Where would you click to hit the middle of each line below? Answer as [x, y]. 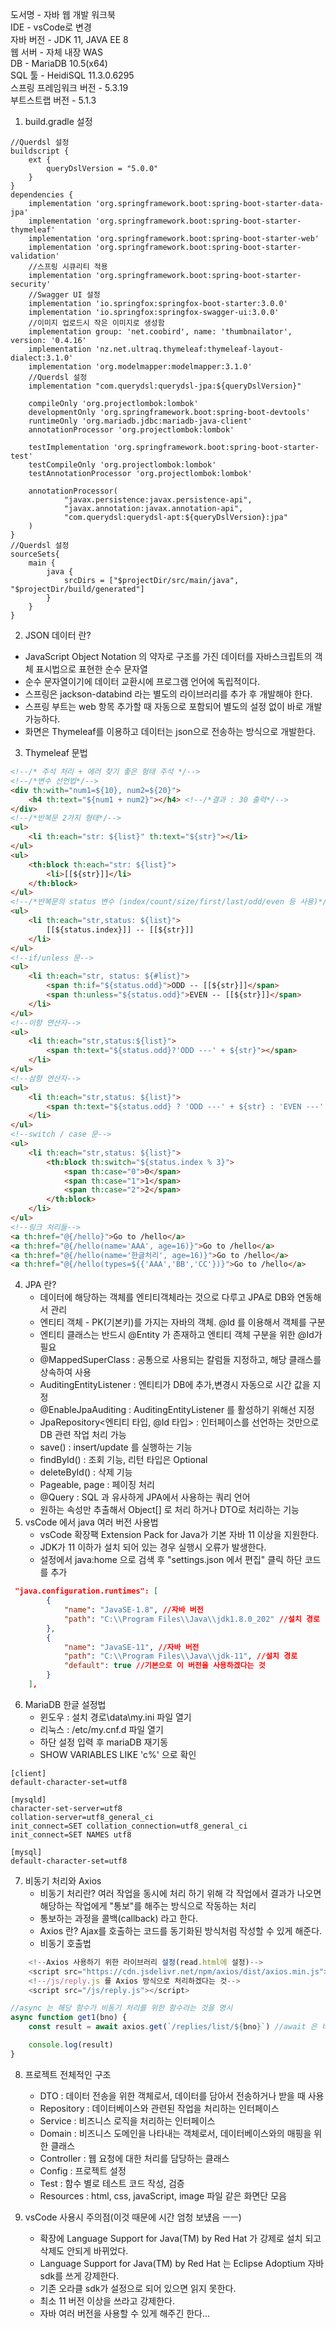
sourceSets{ [35, 554]
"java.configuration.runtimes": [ [86, 1591]
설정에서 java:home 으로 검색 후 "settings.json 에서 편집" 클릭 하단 [171, 1560]
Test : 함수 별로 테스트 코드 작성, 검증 [112, 2183]
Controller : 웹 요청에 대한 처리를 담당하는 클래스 [134, 2158]
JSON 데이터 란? [58, 635]
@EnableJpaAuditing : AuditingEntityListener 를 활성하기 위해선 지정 [177, 1410]
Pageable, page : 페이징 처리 [97, 1485]
